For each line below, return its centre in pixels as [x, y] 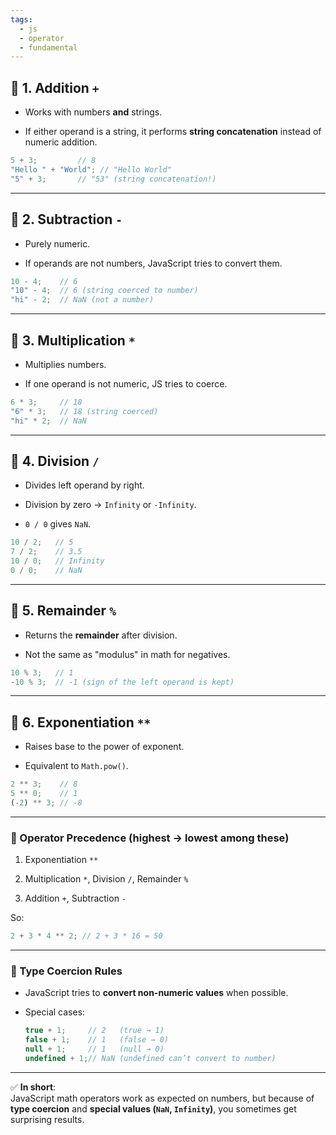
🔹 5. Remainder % [63, 611]
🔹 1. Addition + [55, 87]
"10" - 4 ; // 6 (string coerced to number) [104, 291]
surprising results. [47, 1119]
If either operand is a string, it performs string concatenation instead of [173, 132]
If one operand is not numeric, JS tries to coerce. [126, 383]
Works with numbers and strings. [93, 112]
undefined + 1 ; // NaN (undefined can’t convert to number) [150, 1058]
